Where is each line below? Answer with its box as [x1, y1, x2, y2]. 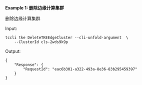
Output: [5, 48, 21, 54]
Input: [5, 25, 17, 31]
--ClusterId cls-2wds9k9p [14, 39, 68, 44]
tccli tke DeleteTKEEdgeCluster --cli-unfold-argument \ [5, 35, 128, 40]
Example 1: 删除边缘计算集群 [5, 5, 64, 10]
